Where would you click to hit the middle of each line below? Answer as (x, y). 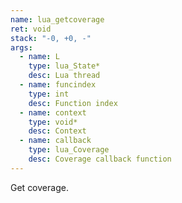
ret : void (31, 29)
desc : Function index (73, 103)
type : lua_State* (64, 66)
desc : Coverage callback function (100, 159)
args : (21, 47)
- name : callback (55, 141)
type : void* (53, 122)
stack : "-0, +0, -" (51, 38)
